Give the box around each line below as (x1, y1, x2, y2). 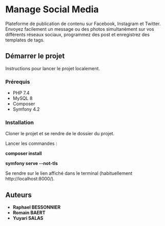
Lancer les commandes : (5, 140, 57, 147)
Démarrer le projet (5, 52, 65, 60)
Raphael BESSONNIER (12, 204, 61, 211)
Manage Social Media (5, 4, 99, 15)
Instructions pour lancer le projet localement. (5, 65, 100, 71)
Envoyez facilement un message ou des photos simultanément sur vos (5, 26, 155, 32)
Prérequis (5, 78, 30, 85)
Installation (5, 119, 34, 126)
